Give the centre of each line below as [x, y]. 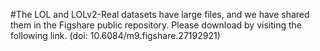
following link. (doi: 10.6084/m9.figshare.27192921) [115, 35]
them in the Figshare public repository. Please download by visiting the [156, 25]
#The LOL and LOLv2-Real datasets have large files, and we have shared [160, 14]
